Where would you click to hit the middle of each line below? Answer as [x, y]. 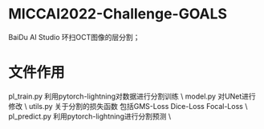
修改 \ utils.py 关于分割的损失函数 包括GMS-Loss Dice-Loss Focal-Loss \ [128, 106]
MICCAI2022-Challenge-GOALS [118, 14]
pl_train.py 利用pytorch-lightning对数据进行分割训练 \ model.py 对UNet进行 [132, 96]
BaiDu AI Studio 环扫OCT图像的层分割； [74, 37]
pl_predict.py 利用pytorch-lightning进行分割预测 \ [89, 116]
